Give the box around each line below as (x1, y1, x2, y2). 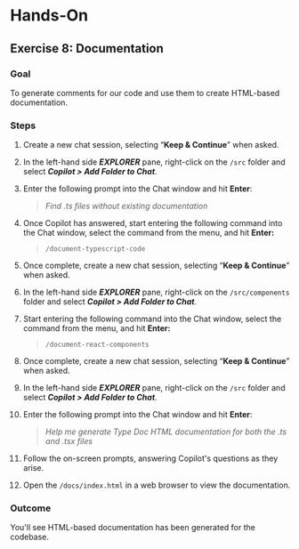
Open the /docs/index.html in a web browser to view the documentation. (22, 480, 291, 490)
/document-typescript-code (44, 245, 146, 254)
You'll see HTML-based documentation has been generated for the (10, 522, 256, 533)
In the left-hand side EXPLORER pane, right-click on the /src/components (22, 287, 290, 298)
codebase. (10, 531, 50, 543)
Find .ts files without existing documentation (44, 201, 208, 212)
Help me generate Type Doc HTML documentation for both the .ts (44, 426, 287, 437)
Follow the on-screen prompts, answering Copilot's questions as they (22, 453, 279, 464)
